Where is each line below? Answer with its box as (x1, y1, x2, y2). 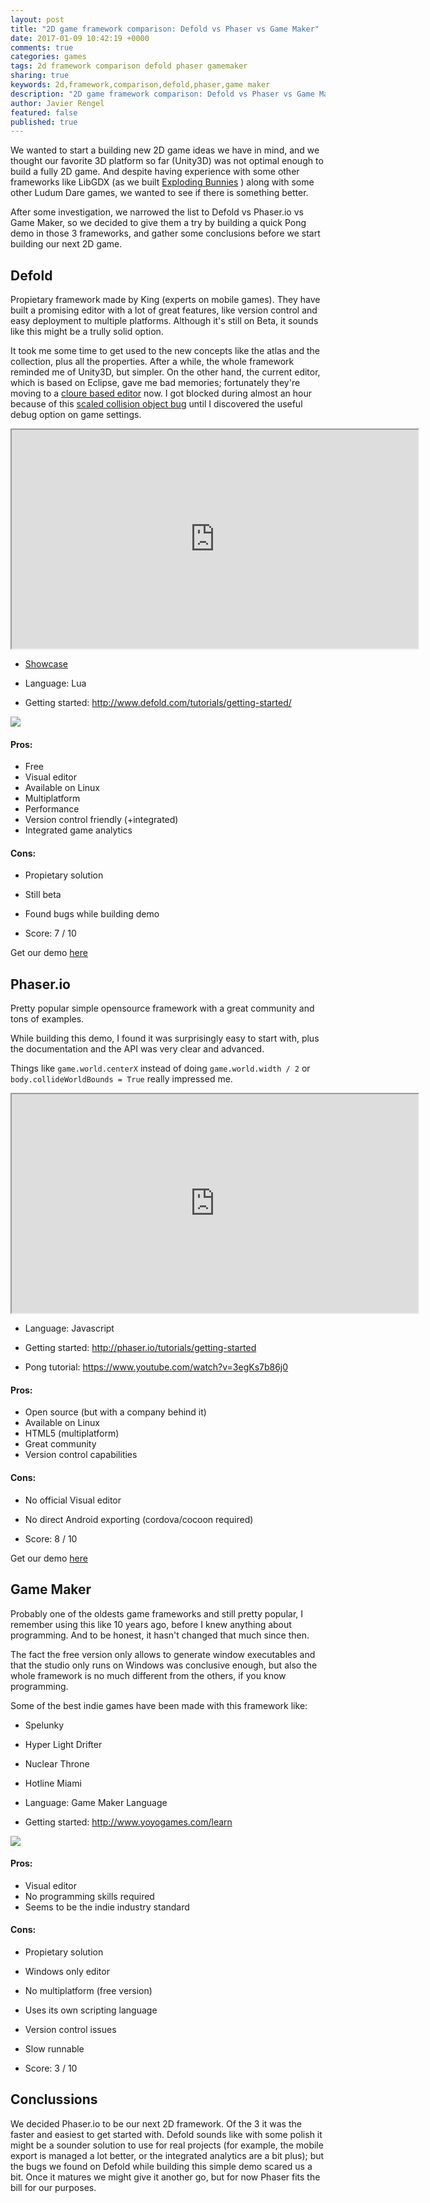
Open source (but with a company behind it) (24, 1406, 207, 1418)
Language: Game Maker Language (24, 1796, 168, 1808)
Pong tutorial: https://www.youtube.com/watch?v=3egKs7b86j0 (24, 1361, 289, 1373)
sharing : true (10, 71, 70, 81)
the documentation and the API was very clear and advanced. (10, 1043, 265, 1055)
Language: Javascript (24, 1322, 115, 1335)
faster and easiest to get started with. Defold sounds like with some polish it (10, 2128, 323, 2140)
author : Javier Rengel (10, 98, 105, 108)
